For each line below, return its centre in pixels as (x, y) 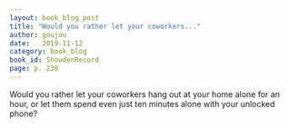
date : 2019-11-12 (46, 43)
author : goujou (38, 34)
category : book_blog (49, 52)
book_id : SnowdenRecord (55, 60)
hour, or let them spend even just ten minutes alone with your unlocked (142, 103)
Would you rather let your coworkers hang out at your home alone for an (144, 94)
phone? (24, 113)
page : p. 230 (34, 69)
